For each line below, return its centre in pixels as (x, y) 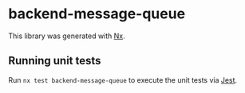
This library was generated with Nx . (67, 36)
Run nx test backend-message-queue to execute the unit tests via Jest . (123, 79)
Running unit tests (55, 61)
